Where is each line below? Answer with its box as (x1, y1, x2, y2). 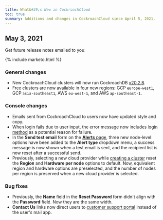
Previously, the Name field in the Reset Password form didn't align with (12, 194, 156, 200)
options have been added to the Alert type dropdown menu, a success (12, 140, 155, 145)
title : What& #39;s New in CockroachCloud (5, 7, 91, 12)
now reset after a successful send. (12, 150, 82, 156)
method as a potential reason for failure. (12, 129, 92, 135)
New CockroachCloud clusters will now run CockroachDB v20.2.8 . (12, 80, 145, 86)
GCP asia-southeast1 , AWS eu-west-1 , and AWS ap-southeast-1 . (12, 90, 142, 96)
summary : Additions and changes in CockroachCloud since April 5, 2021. (5, 16, 156, 21)
